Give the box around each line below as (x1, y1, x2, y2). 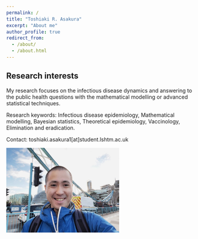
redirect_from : (6, 35, 45, 42)
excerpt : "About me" (6, 22, 58, 28)
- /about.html (11, 48, 47, 54)
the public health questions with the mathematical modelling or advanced (6, 93, 188, 101)
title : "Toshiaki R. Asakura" (6, 16, 82, 22)
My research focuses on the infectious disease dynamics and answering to (6, 87, 193, 94)
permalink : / (6, 10, 39, 16)
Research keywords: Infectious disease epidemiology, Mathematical (6, 111, 175, 119)
